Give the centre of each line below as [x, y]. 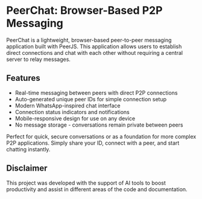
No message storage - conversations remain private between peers [99, 125]
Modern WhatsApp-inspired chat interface [68, 106]
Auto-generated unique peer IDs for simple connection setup [91, 99]
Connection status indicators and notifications [72, 112]
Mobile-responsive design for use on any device [75, 118]
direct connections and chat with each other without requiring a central [94, 52]
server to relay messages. [39, 59]
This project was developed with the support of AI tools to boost [86, 183]
